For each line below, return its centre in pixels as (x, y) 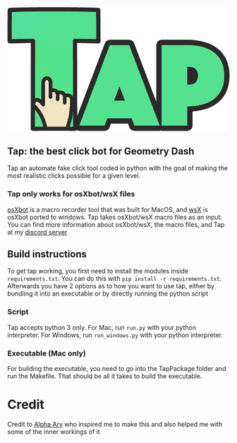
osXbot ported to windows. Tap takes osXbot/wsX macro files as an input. (115, 217)
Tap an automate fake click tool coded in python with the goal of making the (117, 168)
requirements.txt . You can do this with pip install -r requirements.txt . (115, 278)
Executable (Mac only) (47, 353)
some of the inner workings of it (54, 432)
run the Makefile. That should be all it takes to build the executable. (105, 376)
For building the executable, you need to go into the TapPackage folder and (117, 368)
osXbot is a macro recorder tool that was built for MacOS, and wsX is (108, 209)
